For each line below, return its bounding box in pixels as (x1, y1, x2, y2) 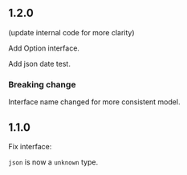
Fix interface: (8, 141, 52, 151)
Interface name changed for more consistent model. (8, 97, 181, 107)
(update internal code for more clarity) (8, 27, 135, 37)
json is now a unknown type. (8, 157, 99, 167)
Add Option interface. (8, 43, 80, 53)
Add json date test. (8, 59, 71, 68)
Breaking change (8, 79, 76, 90)
